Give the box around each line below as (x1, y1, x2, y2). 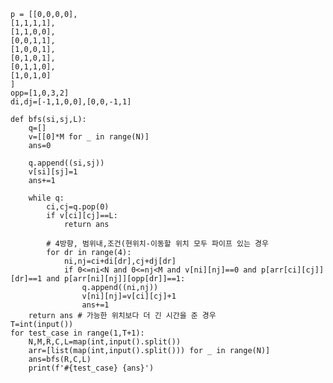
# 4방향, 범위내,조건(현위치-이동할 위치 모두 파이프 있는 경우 (46, 239, 269, 249)
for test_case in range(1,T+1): (10, 328, 145, 338)
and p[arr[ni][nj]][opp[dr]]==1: (46, 274, 186, 284)
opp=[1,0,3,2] (10, 88, 70, 98)
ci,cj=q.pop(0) (46, 202, 110, 212)
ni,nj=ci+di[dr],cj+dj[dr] (63, 256, 177, 266)
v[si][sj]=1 (28, 167, 78, 177)
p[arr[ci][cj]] (260, 265, 325, 275)
